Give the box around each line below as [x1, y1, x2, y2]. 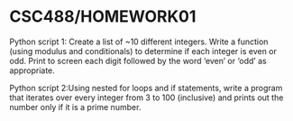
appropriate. [9, 65, 56, 76]
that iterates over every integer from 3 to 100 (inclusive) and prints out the [9, 92, 284, 103]
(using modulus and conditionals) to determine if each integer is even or [9, 45, 278, 56]
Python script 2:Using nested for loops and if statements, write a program [9, 82, 283, 93]
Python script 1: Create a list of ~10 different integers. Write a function [9, 36, 269, 47]
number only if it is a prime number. [9, 101, 142, 112]
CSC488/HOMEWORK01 [9, 6, 197, 27]
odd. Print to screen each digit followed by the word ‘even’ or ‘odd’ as [9, 55, 268, 66]
